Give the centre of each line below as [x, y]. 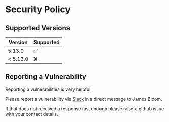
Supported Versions [38, 28]
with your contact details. [32, 114]
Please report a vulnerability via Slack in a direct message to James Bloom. [84, 99]
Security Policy [38, 9]
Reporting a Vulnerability [46, 77]
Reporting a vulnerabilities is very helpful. [49, 89]
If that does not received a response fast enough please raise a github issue [85, 109]
